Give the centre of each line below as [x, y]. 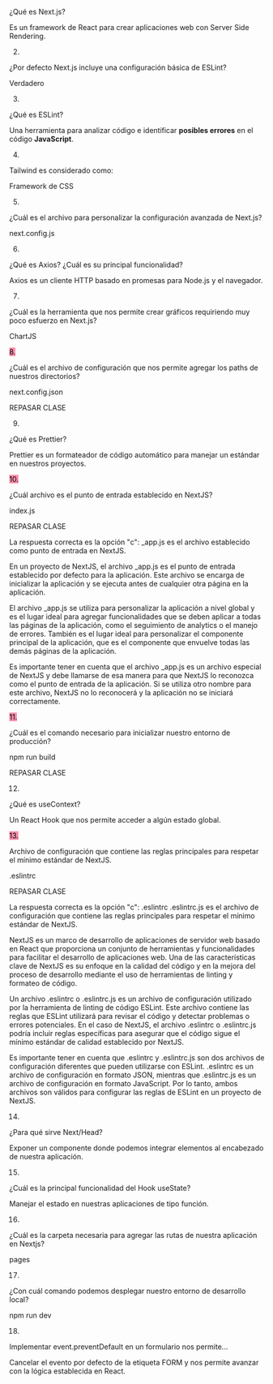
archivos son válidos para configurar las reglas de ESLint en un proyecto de [135, 1092]
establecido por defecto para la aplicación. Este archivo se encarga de [127, 575]
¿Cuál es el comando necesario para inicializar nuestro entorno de [120, 733]
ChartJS [23, 336]
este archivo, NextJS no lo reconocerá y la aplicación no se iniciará [121, 692]
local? [19, 1300]
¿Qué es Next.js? [37, 12]
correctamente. [35, 701]
